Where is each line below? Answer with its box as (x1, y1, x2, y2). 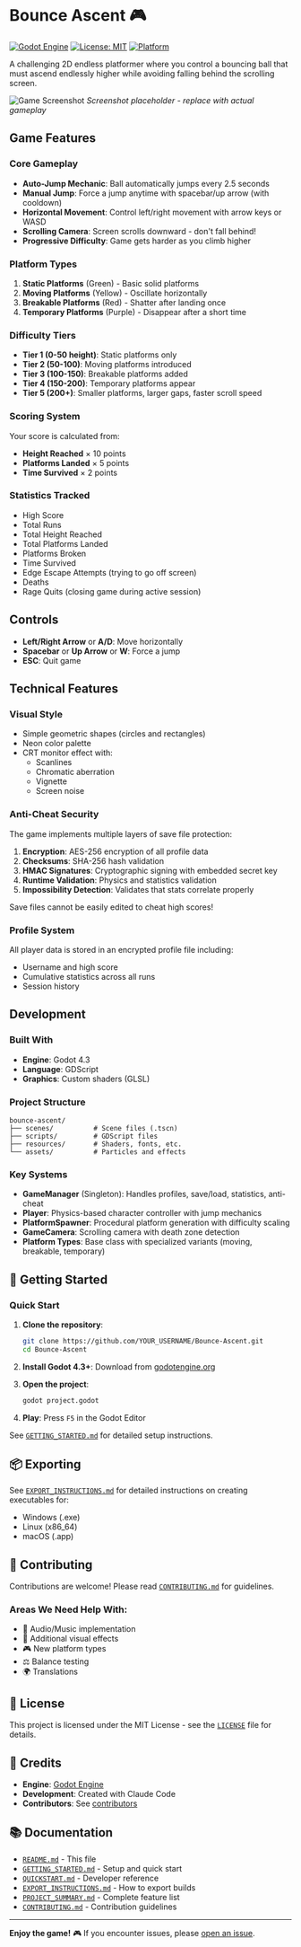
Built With (9, 1034, 54, 1046)
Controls (9, 612, 59, 628)
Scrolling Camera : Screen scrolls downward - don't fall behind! (21, 225, 257, 236)
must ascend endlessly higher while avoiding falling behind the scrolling (9, 67, 275, 79)
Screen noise (35, 786, 85, 797)
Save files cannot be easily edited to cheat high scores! (9, 902, 213, 912)
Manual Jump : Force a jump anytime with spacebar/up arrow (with (21, 188, 270, 198)
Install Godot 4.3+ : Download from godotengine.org (21, 1361, 216, 1372)
